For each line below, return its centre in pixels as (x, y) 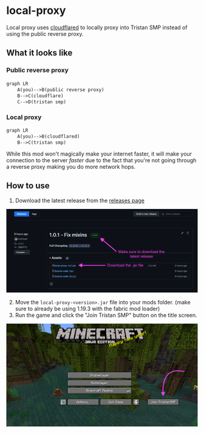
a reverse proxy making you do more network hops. (71, 166)
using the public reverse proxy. (45, 33)
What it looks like (39, 53)
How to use (28, 186)
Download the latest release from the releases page (80, 200)
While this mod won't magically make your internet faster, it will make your (99, 154)
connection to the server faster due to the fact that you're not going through (101, 160)
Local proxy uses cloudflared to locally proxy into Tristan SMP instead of (97, 27)
